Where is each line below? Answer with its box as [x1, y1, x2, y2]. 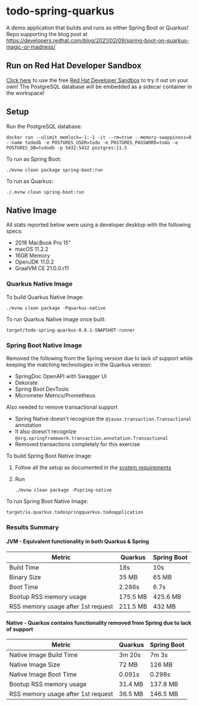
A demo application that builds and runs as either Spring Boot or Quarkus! [6, 24, 189, 31]
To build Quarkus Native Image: [6, 293, 84, 301]
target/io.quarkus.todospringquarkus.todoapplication [6, 509, 144, 515]
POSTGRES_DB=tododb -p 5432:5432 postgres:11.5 [6, 145, 128, 151]
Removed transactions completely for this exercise [14, 440, 140, 448]
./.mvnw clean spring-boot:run [6, 189, 85, 195]
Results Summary [6, 523, 59, 531]
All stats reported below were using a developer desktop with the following [6, 221, 191, 229]
